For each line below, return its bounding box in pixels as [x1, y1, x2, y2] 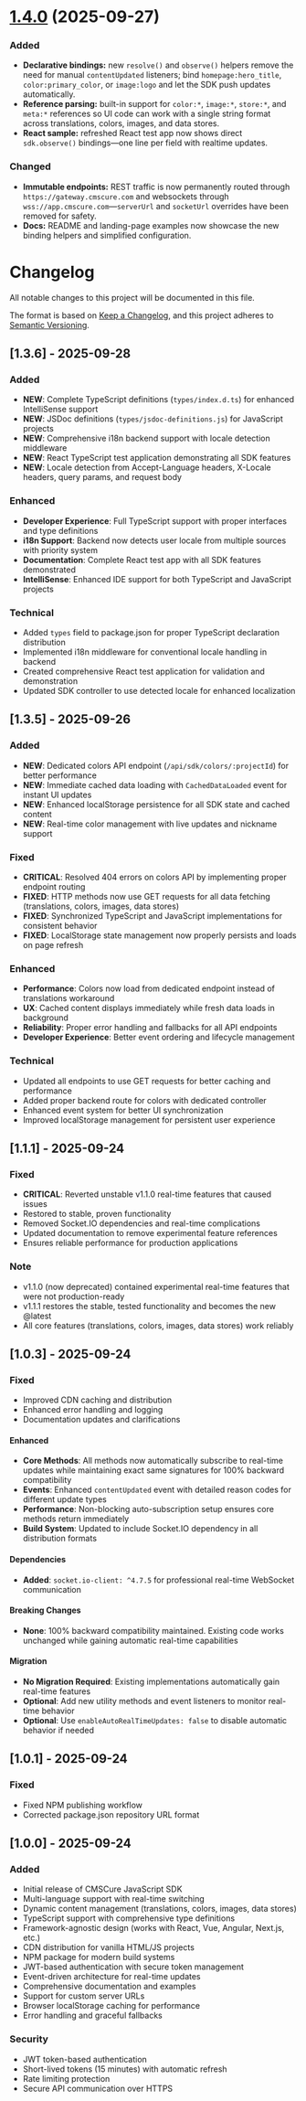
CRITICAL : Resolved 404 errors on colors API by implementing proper [22, 871, 287, 882]
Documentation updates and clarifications [22, 1414, 181, 1425]
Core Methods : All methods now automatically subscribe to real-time [22, 1456, 284, 1466]
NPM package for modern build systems [22, 1952, 175, 1963]
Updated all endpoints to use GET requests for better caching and [22, 1075, 271, 1086]
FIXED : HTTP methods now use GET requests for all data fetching [22, 891, 271, 901]
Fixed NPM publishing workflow [22, 1799, 143, 1810]
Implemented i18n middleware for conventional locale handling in [22, 646, 268, 657]
